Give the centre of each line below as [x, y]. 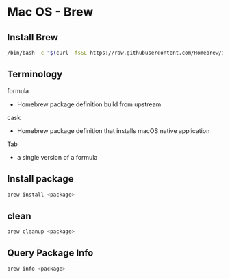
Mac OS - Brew [50, 12]
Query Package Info [50, 253]
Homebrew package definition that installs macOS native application [113, 130]
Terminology [35, 74]
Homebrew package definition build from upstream [89, 104]
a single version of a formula [57, 157]
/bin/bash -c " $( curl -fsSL [47, 53]
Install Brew [33, 37]
